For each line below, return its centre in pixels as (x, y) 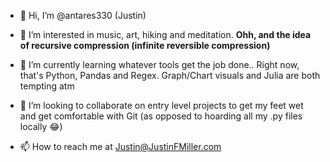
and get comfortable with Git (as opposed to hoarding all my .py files (161, 116)
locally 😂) (41, 126)
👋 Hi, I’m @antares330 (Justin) (83, 15)
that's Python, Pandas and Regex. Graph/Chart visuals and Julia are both (170, 75)
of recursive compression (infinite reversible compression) (145, 45)
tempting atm (47, 86)
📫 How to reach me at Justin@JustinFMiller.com (120, 146)
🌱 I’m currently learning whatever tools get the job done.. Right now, (159, 64)
